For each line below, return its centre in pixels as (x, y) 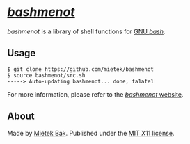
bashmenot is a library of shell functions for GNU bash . (86, 31)
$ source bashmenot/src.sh (46, 75)
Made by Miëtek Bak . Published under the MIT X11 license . (91, 133)
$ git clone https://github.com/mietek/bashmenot (81, 69)
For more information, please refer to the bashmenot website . (95, 94)
